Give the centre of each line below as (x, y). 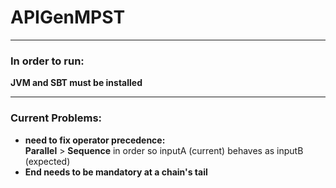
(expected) (47, 161)
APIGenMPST (68, 17)
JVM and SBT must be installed (76, 83)
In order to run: (47, 61)
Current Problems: (56, 118)
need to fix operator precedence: (95, 140)
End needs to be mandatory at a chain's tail (116, 172)
